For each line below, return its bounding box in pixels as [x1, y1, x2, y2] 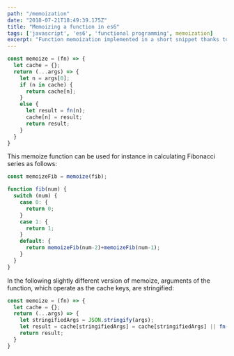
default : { [19, 238, 52, 245]
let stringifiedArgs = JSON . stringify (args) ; [19, 317, 155, 324]
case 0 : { [19, 199, 49, 206]
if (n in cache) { [19, 81, 73, 88]
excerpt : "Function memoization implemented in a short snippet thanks [7, 36, 219, 43]
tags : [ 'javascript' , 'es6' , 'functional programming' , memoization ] [7, 29, 214, 37]
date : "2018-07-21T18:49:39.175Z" [7, 17, 108, 24]
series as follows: [7, 160, 57, 168]
